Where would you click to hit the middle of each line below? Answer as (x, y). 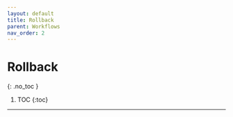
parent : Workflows (34, 26)
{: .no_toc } (23, 87)
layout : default (31, 13)
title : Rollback (31, 20)
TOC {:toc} (33, 100)
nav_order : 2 (26, 33)
